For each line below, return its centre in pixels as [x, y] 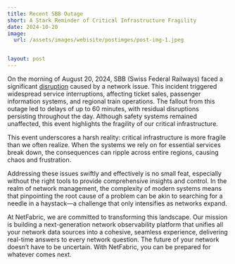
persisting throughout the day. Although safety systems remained [102, 116]
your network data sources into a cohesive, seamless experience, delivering [118, 232]
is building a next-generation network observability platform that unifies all [115, 225]
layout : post [26, 59]
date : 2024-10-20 [33, 27]
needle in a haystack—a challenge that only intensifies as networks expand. [117, 203]
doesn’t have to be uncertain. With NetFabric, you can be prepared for [109, 247]
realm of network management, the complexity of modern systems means [115, 188]
